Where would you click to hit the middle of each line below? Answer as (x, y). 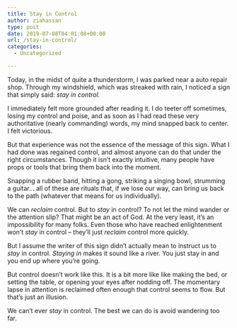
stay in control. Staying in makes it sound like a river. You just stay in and (113, 253)
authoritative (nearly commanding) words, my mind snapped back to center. (118, 123)
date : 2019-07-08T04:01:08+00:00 (57, 34)
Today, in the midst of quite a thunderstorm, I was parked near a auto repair (117, 79)
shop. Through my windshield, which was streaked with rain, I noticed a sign (119, 87)
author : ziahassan (34, 20)
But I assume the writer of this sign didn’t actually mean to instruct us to (112, 245)
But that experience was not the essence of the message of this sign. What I (118, 144)
